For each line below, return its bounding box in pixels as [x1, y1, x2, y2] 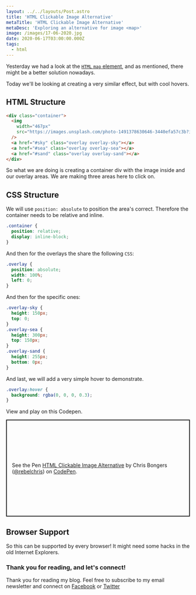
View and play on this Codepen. [6, 408, 83, 415]
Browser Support [6, 527, 70, 537]
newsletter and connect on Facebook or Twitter [6, 583, 120, 590]
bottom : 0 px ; [11, 359, 43, 365]
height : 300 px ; [11, 332, 48, 338]
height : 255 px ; [11, 354, 48, 360]
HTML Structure [6, 97, 66, 107]
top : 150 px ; [11, 338, 41, 343]
